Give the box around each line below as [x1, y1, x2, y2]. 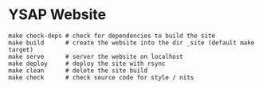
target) [8, 45, 34, 53]
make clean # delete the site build [8, 66, 148, 75]
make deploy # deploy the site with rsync [8, 60, 166, 68]
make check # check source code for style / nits [8, 73, 194, 81]
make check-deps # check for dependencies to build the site [8, 32, 216, 40]
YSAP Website [8, 6, 106, 24]
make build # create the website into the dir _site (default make [8, 38, 255, 47]
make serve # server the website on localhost [8, 52, 183, 60]
